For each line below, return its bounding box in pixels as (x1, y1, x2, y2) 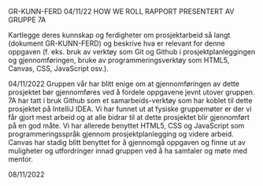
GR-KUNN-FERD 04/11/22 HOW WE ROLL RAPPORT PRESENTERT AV (8, 7, 235, 16)
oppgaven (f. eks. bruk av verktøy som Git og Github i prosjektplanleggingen (8, 47, 256, 56)
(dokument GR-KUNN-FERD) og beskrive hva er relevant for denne (8, 39, 226, 48)
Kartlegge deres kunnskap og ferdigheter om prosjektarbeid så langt (8, 31, 231, 39)
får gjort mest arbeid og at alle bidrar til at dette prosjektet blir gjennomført (8, 113, 250, 121)
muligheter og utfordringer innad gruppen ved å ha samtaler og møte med (8, 146, 248, 155)
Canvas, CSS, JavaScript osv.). (8, 64, 109, 73)
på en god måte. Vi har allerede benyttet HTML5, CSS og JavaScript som (8, 121, 245, 130)
